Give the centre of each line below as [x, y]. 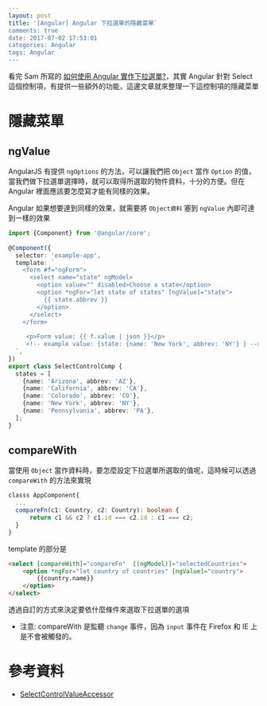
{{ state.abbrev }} [76, 299]
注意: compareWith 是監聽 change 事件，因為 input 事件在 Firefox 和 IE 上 [139, 626]
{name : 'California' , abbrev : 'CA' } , [85, 388]
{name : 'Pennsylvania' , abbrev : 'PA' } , [89, 411]
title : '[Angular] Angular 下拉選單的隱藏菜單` [83, 23]
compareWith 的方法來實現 [50, 480]
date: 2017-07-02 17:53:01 [53, 38]
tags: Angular [32, 53]
